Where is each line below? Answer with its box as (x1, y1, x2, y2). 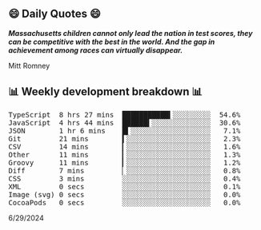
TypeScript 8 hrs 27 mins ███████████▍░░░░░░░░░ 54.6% (8, 110, 241, 119)
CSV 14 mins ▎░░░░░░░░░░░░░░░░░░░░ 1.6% (8, 142, 241, 151)
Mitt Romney (8, 61, 50, 70)
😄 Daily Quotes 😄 (8, 7, 102, 21)
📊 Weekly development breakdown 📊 (8, 85, 203, 99)
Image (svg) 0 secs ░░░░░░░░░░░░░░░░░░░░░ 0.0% (8, 190, 241, 199)
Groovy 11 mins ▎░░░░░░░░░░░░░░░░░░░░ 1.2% (8, 158, 241, 167)
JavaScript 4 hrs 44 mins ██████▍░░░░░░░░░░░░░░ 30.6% (8, 118, 241, 127)
